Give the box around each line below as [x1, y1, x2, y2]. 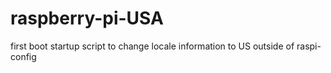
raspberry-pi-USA [10, 7, 164, 30]
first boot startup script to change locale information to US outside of [10, 40, 295, 52]
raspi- [296, 40, 322, 52]
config [10, 50, 37, 62]
